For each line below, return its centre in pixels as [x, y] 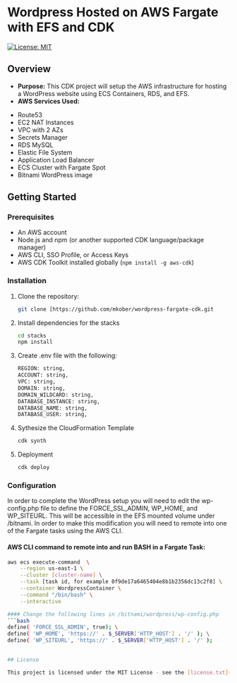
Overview [29, 69]
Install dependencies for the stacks [68, 323]
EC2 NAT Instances [45, 122]
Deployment [35, 455]
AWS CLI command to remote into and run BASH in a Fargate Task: [107, 547]
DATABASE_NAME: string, [53, 408]
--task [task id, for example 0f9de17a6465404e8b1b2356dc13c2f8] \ [121, 582]
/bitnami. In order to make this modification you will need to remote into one [117, 523]
